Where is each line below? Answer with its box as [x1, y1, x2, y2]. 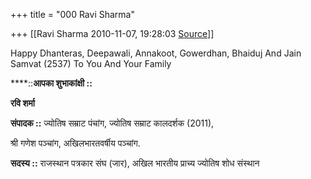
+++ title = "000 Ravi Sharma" [10, 9, 135, 20]
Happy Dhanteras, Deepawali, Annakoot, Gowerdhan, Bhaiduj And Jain [10, 47, 302, 59]
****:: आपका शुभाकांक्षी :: [10, 77, 93, 89]
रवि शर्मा [10, 97, 35, 109]
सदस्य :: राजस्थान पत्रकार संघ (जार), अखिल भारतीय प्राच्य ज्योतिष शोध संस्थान [10, 157, 260, 169]
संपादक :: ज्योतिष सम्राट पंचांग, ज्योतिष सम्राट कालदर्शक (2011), [10, 117, 215, 129]
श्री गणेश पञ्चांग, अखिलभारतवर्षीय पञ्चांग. [10, 137, 141, 149]
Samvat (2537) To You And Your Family [10, 58, 172, 69]
